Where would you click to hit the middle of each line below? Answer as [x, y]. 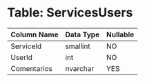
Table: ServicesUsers [70, 13]
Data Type [83, 34]
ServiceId [26, 46]
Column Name [35, 34]
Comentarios [32, 68]
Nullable [120, 34]
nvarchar [80, 68]
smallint [78, 46]
